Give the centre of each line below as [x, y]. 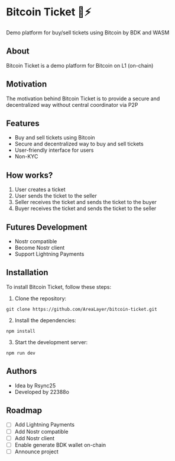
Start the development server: [51, 342]
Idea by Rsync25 [35, 385]
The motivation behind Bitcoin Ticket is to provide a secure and [83, 98]
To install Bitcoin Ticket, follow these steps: [59, 287]
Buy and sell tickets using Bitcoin [55, 138]
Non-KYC [26, 157]
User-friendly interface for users [54, 150]
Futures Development [47, 227]
